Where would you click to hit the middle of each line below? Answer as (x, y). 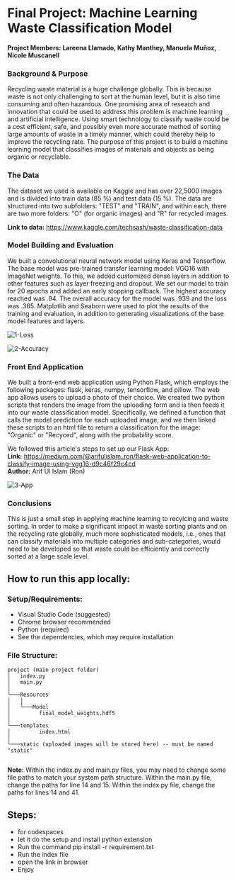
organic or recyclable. (39, 157)
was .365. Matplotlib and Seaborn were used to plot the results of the (108, 305)
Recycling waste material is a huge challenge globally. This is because (110, 89)
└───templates (28, 726)
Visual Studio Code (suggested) (64, 615)
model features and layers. (46, 321)
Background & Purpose (48, 74)
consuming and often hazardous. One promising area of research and (109, 104)
